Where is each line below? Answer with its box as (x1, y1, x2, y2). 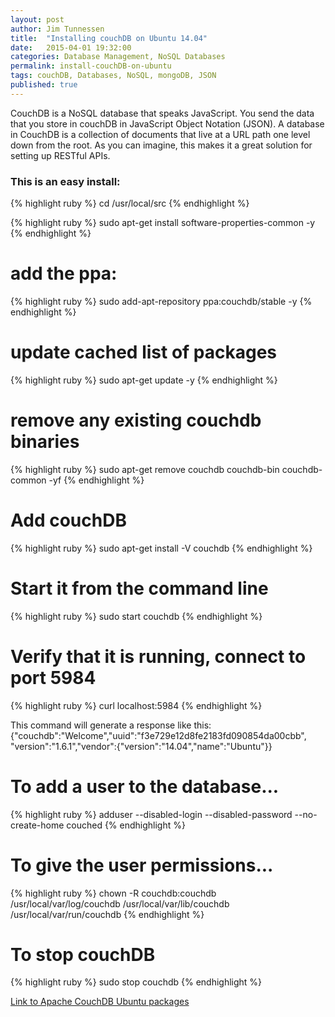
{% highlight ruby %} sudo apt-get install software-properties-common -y (10, 217, 316, 229)
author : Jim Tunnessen (10, 24, 105, 34)
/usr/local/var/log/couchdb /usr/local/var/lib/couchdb (10, 897, 230, 910)
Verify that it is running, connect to (10, 645, 307, 668)
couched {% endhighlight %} (66, 819, 186, 831)
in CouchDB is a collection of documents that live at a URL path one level (10, 128, 311, 140)
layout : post (10, 14, 65, 25)
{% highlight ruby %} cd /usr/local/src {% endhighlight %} (10, 197, 250, 210)
